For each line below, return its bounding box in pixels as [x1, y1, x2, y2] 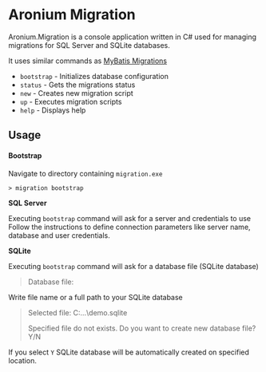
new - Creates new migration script [19, 88, 133, 97]
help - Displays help [19, 105, 86, 115]
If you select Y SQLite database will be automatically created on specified [8, 347, 250, 357]
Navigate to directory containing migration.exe [8, 168, 163, 178]
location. [8, 355, 38, 365]
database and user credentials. [8, 230, 110, 240]
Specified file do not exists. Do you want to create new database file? [27, 323, 256, 333]
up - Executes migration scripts [19, 97, 122, 106]
